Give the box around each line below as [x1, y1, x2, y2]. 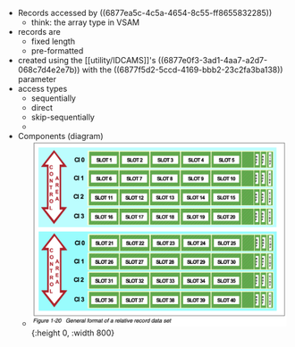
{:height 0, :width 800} [30, 327, 115, 338]
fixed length [30, 36, 76, 46]
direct [30, 103, 54, 112]
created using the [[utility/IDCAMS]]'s [17, 55, 156, 65]
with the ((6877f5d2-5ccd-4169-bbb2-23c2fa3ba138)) [81, 64, 283, 75]
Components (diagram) [17, 131, 104, 141]
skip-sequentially [30, 112, 96, 122]
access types [17, 84, 68, 94]
